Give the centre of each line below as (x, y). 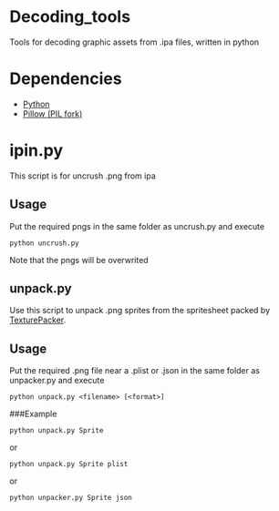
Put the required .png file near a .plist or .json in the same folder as (134, 371)
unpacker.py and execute (57, 381)
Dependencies (66, 79)
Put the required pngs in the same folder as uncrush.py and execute (137, 226)
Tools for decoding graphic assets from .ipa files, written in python (134, 42)
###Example (33, 414)
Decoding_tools (70, 17)
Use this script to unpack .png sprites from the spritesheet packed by (140, 311)
